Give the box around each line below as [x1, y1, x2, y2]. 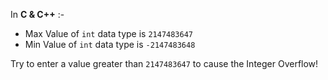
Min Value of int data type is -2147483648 [24, 39, 196, 50]
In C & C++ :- [10, 9, 65, 20]
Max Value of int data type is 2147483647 [24, 28, 193, 39]
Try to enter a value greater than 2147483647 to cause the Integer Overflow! [10, 58, 319, 69]
